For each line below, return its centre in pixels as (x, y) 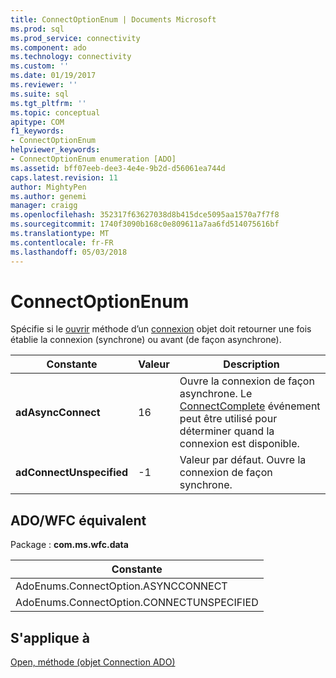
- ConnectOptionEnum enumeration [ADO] (93, 159)
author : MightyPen (48, 187)
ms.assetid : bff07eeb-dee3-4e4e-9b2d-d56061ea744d (118, 168)
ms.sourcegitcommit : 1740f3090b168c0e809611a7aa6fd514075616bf (145, 224)
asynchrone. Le (216, 394)
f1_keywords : (37, 131)
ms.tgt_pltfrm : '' (48, 103)
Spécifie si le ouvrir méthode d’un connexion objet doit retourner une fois (161, 329)
